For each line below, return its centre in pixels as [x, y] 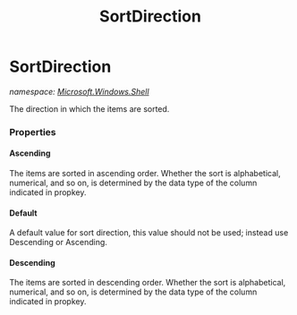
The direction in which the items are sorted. [89, 108]
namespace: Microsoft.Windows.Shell [79, 91]
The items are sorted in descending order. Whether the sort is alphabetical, [148, 283]
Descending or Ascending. [58, 243]
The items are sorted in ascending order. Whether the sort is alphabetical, [145, 174]
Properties [33, 132]
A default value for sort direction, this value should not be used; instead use [149, 233]
